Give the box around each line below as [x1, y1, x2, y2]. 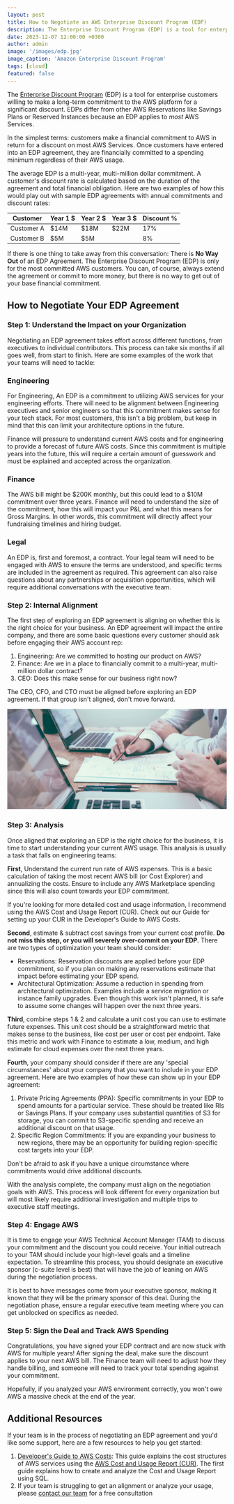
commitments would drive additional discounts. [7, 1166, 143, 1175]
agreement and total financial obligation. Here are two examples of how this [7, 183, 224, 192]
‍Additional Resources [7, 1413, 102, 1424]
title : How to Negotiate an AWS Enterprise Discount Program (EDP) [7, 18, 208, 26]
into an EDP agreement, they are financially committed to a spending [7, 148, 204, 156]
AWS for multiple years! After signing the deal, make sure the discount [7, 1349, 209, 1358]
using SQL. [17, 1474, 49, 1482]
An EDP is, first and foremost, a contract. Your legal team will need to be [7, 553, 214, 562]
